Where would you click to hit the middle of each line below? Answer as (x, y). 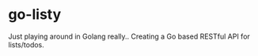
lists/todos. (27, 44)
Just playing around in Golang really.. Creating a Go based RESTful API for (129, 36)
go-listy (35, 15)
